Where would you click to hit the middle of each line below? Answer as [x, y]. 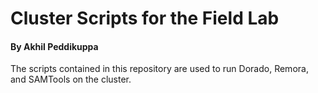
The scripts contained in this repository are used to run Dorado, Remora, [159, 69]
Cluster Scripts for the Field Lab [145, 18]
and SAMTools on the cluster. [71, 79]
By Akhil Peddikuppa [54, 46]
